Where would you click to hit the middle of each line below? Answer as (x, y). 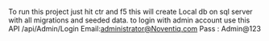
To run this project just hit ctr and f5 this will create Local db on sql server (130, 12)
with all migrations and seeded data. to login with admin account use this (129, 20)
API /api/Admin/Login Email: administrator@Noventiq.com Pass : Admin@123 (135, 29)
